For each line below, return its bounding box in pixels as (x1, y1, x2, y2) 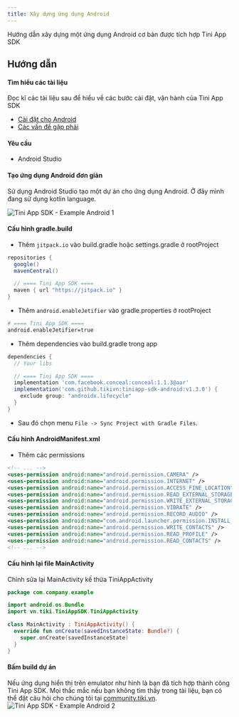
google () (14, 260, 40, 267)
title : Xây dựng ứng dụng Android (7, 10, 110, 18)
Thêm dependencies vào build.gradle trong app (17, 339, 158, 348)
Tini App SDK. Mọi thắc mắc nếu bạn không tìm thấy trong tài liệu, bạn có (7, 686, 223, 694)
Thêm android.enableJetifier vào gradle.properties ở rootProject (17, 307, 211, 315)
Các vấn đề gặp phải (17, 122, 79, 132)
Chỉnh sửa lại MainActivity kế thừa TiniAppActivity (7, 575, 154, 583)
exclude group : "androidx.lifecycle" (20, 393, 132, 400)
